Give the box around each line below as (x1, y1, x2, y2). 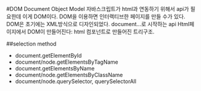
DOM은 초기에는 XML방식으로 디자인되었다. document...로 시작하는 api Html (6, 21, 190, 27)
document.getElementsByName (15, 65, 95, 72)
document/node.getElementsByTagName (15, 58, 118, 66)
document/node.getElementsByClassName (15, 72, 123, 78)
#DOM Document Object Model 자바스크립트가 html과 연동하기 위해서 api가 (6, 5, 189, 12)
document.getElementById (15, 52, 82, 59)
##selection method (6, 40, 56, 47)
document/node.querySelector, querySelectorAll (15, 78, 137, 85)
